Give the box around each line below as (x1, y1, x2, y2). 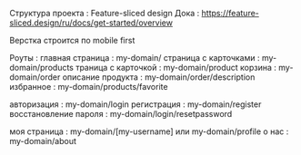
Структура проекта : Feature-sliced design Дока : (9, 8, 200, 18)
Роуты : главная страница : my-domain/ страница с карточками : (9, 53, 261, 63)
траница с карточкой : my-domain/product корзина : (75, 63, 277, 73)
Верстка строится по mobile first (9, 35, 135, 45)
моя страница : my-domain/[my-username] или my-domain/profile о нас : (9, 126, 289, 137)
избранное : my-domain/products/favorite (9, 82, 168, 92)
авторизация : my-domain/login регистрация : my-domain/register (9, 99, 262, 110)
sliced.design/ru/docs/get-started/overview (9, 17, 173, 28)
